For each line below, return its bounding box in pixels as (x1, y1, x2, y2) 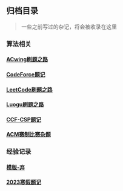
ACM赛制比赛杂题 (6, 131, 52, 138)
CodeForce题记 (6, 70, 45, 78)
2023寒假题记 (6, 178, 42, 186)
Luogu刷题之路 (6, 101, 44, 108)
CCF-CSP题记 (6, 116, 42, 123)
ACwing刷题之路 (6, 56, 48, 63)
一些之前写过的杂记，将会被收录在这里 (21, 23, 117, 30)
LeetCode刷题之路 (6, 85, 53, 93)
